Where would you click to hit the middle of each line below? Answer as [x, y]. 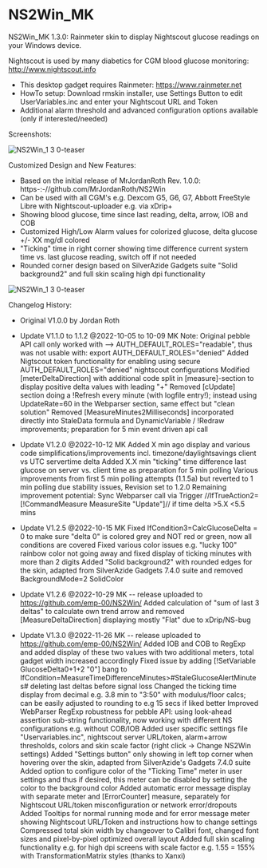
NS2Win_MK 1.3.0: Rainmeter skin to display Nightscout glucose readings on [134, 37]
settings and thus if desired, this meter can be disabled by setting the [133, 779]
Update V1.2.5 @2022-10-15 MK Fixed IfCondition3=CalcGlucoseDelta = [139, 528]
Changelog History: [40, 304]
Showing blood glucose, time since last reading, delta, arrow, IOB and [134, 214]
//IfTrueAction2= [232, 495]
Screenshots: [30, 134]
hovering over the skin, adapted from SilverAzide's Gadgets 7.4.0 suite [135, 762]
